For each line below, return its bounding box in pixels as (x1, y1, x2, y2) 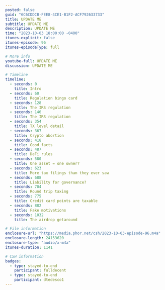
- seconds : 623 (10, 165, 42, 171)
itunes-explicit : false (5, 36, 55, 41)
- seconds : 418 (10, 138, 42, 143)
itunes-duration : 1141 (5, 245, 53, 250)
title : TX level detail (14, 124, 64, 129)
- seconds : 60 (10, 91, 39, 96)
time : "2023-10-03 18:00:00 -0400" (5, 31, 80, 36)
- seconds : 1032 (10, 212, 44, 218)
